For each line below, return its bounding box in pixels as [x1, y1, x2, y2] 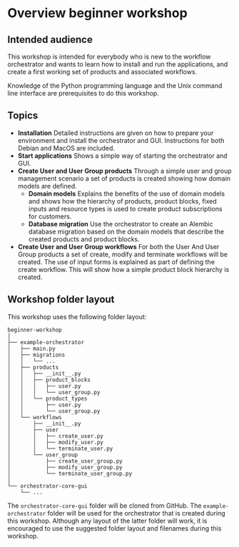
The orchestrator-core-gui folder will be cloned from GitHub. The [7, 501, 202, 510]
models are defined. [17, 181, 77, 190]
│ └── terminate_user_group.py [7, 470, 133, 477]
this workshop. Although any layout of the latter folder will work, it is [7, 516, 208, 525]
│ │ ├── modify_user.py [7, 438, 103, 446]
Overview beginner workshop [7, 5, 188, 21]
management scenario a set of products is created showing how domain [17, 174, 230, 183]
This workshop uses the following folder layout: [7, 312, 147, 321]
